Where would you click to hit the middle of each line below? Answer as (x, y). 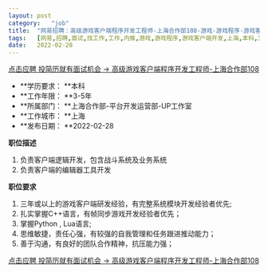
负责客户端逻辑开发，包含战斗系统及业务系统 (93, 160)
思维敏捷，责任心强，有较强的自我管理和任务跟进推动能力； (118, 234)
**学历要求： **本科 (52, 86)
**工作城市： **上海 (52, 116)
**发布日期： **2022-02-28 (67, 126)
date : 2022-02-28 (41, 45)
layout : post (30, 16)
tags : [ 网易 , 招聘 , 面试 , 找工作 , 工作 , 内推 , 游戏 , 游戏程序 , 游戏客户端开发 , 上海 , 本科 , (133, 38)
